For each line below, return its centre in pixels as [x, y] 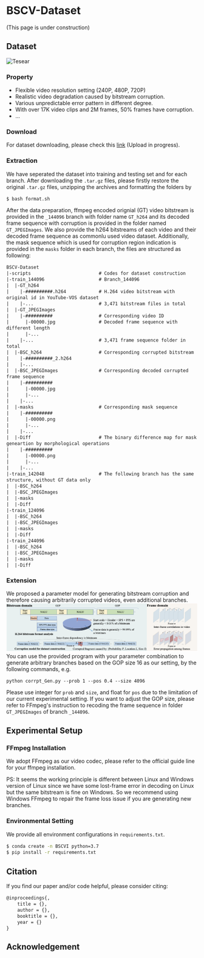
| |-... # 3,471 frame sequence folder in [96, 340]
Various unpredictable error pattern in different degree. [84, 103]
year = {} [30, 922]
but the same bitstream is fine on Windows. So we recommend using [92, 792]
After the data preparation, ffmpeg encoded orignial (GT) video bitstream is [100, 210]
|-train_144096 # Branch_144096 [73, 279]
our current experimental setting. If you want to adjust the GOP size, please [100, 698]
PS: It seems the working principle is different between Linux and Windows [100, 779]
